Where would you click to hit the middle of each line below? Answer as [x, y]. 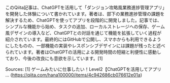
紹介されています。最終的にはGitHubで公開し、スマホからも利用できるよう [83, 39]
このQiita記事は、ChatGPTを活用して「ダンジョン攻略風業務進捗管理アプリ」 [85, 7]
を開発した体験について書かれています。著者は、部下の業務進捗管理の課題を [85, 14]
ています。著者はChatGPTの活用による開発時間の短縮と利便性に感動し [88, 52]
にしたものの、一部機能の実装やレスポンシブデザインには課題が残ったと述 [83, 46]
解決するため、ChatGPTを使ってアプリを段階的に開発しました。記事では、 [83, 20]
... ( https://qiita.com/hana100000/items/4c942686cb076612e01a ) [74, 75]
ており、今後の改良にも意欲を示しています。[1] [54, 58]
